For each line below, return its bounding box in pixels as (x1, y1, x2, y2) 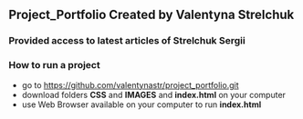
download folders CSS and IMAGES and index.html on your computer (21, 89, 287, 100)
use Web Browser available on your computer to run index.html (21, 99, 262, 110)
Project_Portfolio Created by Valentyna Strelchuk (8, 7, 295, 23)
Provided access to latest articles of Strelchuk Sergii (8, 35, 246, 47)
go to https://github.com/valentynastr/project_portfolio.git (21, 79, 239, 90)
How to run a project (8, 59, 101, 72)
